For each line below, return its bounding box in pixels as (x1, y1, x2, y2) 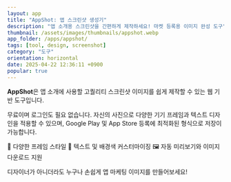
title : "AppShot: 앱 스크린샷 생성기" (7, 16, 107, 23)
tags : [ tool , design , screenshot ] (7, 42, 107, 49)
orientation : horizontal (7, 55, 79, 62)
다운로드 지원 (7, 152, 43, 161)
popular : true (7, 67, 48, 74)
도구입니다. (14, 95, 45, 104)
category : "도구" (7, 49, 54, 56)
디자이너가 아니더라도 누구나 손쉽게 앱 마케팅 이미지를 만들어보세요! (7, 168, 188, 176)
